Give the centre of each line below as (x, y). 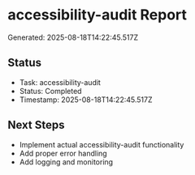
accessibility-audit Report (97, 15)
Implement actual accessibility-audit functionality (102, 144)
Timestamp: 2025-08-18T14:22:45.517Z (86, 100)
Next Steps (36, 125)
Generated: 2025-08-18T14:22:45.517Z (73, 37)
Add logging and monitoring (66, 162)
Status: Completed (50, 91)
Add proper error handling (63, 153)
